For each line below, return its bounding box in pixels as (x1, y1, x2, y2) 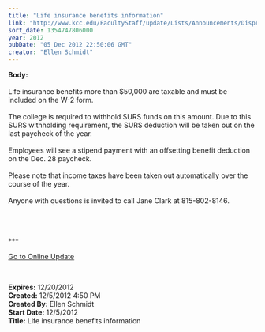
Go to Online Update (8, 252, 75, 261)
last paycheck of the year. (8, 129, 92, 138)
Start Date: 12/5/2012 (8, 307, 79, 317)
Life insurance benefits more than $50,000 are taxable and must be (8, 87, 228, 96)
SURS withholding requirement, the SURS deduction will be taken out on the (8, 120, 255, 130)
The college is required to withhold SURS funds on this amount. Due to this (8, 112, 252, 121)
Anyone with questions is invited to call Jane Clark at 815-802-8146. (8, 196, 230, 206)
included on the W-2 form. (8, 96, 94, 104)
